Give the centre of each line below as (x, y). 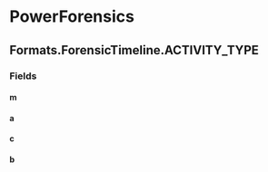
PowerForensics (72, 17)
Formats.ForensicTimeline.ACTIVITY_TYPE (134, 50)
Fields (23, 76)
